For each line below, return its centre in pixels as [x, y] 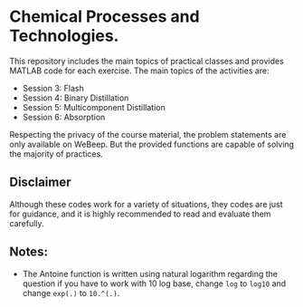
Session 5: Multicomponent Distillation [94, 107]
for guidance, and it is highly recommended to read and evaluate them [140, 214]
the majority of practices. [57, 153]
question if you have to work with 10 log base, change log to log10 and [154, 283]
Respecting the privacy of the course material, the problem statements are [148, 134]
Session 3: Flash [53, 88]
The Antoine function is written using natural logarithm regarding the [150, 273]
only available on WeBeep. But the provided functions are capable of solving [152, 144]
